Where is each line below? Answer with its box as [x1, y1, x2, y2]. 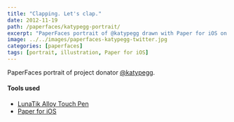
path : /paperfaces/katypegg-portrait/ [7, 23, 121, 30]
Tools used [7, 84, 41, 93]
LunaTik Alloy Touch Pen [17, 100, 89, 108]
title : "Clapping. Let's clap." [7, 10, 102, 17]
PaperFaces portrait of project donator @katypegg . [7, 68, 156, 77]
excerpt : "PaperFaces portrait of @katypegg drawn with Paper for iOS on [7, 29, 228, 37]
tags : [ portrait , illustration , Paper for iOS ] [7, 49, 149, 56]
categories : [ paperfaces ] [7, 43, 83, 49]
